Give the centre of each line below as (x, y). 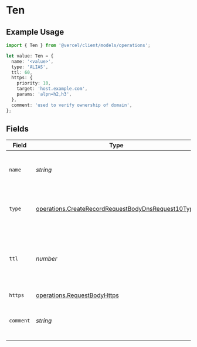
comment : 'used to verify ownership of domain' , (72, 105)
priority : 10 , (34, 83)
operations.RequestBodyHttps (77, 295)
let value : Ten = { (30, 56)
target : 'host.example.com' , (52, 89)
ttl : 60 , (22, 72)
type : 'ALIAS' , (30, 67)
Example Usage (35, 32)
